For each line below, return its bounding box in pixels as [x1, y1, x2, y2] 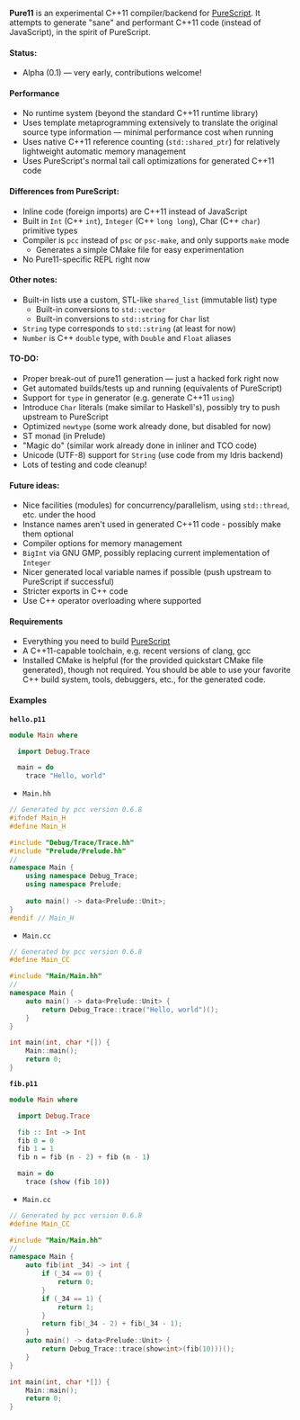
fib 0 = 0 [17, 1136, 54, 1146]
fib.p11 [9, 1079, 39, 1088]
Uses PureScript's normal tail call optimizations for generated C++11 [22, 156, 275, 166]
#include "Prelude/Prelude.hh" [9, 846, 127, 856]
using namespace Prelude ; [25, 880, 123, 889]
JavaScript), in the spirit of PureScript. [9, 27, 151, 37]
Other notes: [9, 274, 58, 285]
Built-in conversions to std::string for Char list [35, 313, 209, 324]
